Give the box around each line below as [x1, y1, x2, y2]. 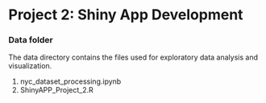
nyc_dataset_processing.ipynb [19, 76, 122, 86]
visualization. [8, 61, 52, 71]
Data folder [8, 35, 54, 46]
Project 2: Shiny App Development [8, 6, 243, 24]
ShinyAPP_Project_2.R [19, 85, 94, 95]
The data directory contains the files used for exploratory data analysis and [8, 52, 259, 62]
